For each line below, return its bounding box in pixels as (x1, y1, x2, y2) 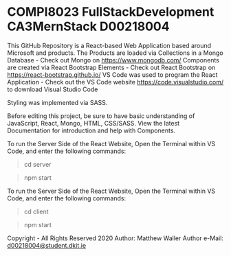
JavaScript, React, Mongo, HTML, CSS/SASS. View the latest (7, 119, 180, 127)
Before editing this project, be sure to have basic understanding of (7, 111, 195, 120)
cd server (23, 160, 52, 168)
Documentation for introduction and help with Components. (7, 126, 176, 135)
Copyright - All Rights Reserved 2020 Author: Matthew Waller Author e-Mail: (7, 234, 223, 242)
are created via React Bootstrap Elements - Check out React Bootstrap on (7, 63, 216, 71)
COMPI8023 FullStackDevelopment (7, 4, 214, 20)
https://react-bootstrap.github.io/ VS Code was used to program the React (7, 70, 218, 79)
